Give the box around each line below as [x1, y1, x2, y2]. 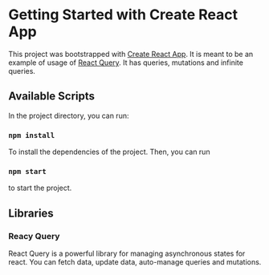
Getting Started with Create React [8, 6, 238, 24]
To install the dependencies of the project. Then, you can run [8, 147, 210, 157]
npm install [8, 131, 55, 140]
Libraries [8, 206, 54, 220]
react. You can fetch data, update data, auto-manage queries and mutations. [8, 257, 262, 267]
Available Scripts [8, 90, 95, 103]
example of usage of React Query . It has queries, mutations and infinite [8, 58, 243, 67]
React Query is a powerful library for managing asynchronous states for [8, 249, 246, 258]
